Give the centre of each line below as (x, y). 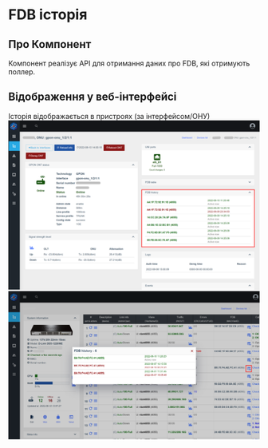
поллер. (22, 72)
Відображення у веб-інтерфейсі (93, 97)
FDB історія (48, 15)
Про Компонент (50, 44)
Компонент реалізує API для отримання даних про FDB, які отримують (129, 63)
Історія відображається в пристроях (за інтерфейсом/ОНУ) (109, 116)
